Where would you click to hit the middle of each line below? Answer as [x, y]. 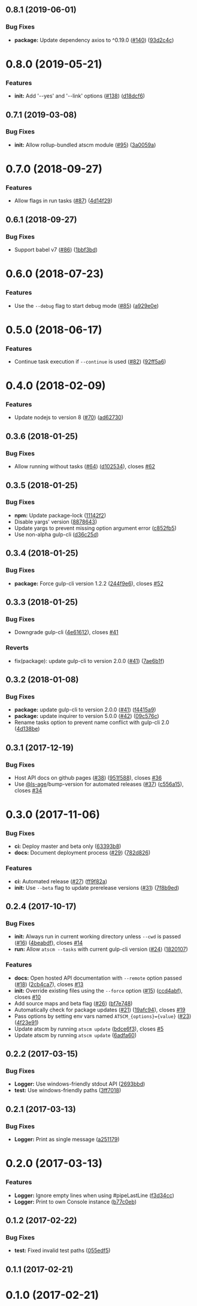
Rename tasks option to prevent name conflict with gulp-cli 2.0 [92, 722]
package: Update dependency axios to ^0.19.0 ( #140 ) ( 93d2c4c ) [94, 40]
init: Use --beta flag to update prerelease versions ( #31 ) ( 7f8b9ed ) [97, 887]
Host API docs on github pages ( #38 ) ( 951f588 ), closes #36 [88, 777]
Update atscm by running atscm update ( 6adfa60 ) [75, 1035]
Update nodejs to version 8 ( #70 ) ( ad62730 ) [69, 417]
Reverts [17, 648]
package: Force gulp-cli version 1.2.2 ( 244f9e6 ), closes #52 [89, 583]
